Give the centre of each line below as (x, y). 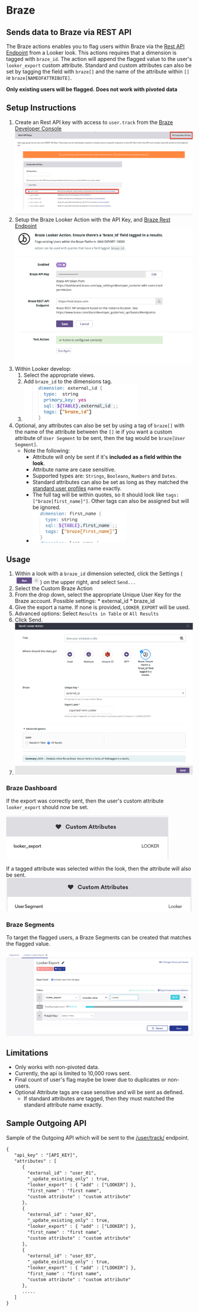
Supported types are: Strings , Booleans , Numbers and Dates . (105, 476)
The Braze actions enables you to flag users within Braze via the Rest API (95, 46)
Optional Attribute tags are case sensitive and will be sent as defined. (99, 1092)
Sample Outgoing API (46, 1123)
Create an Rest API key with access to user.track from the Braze (94, 122)
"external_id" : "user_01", (62, 1173)
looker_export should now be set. (47, 807)
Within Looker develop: (43, 369)
